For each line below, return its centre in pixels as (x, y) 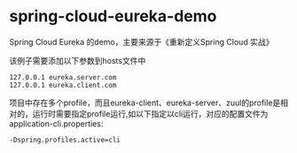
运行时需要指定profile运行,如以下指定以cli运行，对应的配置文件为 (150, 113)
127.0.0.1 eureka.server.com (63, 77)
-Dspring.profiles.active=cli (65, 140)
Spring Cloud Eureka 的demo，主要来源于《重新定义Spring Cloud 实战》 (141, 42)
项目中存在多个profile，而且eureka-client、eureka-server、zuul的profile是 (145, 103)
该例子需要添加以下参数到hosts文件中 (78, 60)
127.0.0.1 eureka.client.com (63, 85)
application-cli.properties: (56, 123)
